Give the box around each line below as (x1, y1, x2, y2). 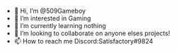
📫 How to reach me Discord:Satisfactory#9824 (13, 37, 154, 45)
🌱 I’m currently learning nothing (13, 22, 106, 30)
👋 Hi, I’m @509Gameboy (13, 7, 86, 15)
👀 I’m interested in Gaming (13, 14, 91, 22)
